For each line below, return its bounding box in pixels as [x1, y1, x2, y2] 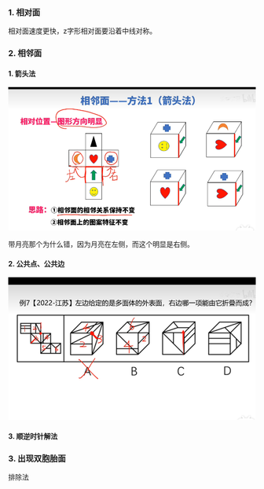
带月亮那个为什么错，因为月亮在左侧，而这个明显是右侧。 [8, 239, 194, 248]
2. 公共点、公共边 [8, 259, 65, 268]
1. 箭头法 [8, 68, 36, 78]
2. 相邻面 [8, 48, 42, 59]
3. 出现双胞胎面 [8, 453, 67, 464]
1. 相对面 [8, 6, 41, 17]
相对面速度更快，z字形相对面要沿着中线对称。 [8, 26, 157, 36]
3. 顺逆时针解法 [8, 431, 58, 441]
